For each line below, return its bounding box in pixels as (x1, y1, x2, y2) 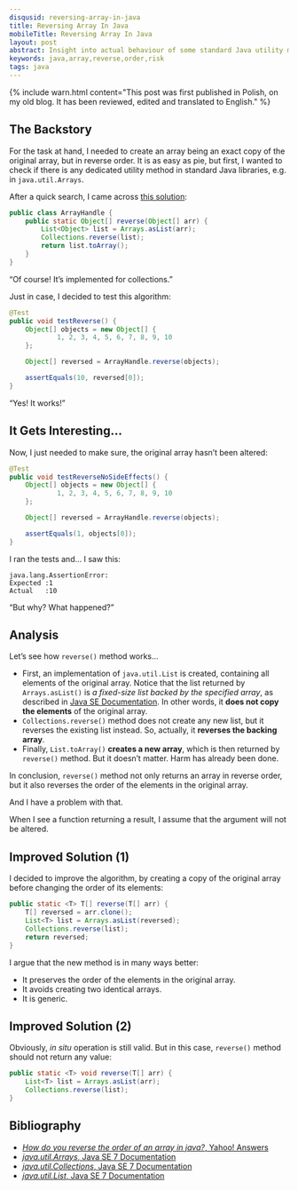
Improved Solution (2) (9, 1019, 132, 1034)
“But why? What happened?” (9, 601, 114, 613)
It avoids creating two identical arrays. (21, 983, 162, 995)
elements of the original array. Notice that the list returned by (21, 678, 246, 688)
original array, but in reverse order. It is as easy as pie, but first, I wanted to (9, 155, 283, 165)
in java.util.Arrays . (9, 174, 84, 185)
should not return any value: (9, 1051, 113, 1062)
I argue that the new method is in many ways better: (9, 956, 200, 968)
